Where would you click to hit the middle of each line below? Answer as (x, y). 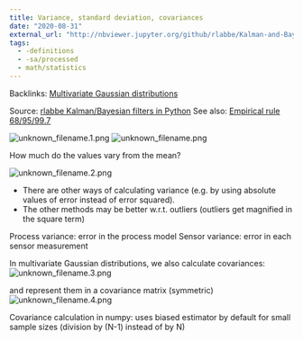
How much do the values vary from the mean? (95, 155)
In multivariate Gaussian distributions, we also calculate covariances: (138, 263)
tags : (19, 43)
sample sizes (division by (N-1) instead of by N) (97, 327)
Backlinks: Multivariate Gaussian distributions (94, 93)
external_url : (36, 34)
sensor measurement (49, 246)
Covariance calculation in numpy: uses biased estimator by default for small (150, 317)
